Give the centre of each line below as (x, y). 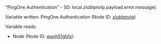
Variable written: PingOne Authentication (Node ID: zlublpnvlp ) (71, 17)
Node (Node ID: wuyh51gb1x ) (43, 36)
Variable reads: (21, 26)
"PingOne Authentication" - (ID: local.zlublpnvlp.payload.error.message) (81, 7)
